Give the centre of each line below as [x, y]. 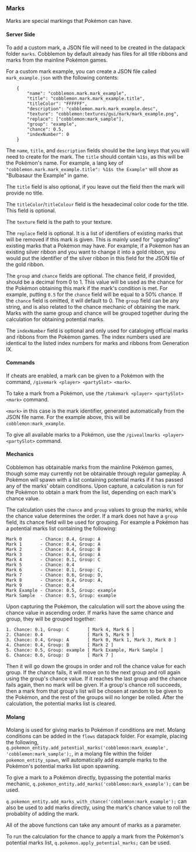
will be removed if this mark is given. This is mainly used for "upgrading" [94, 239]
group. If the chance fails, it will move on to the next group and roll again [93, 672]
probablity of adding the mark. [43, 814]
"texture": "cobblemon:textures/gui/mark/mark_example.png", [103, 114]
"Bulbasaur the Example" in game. [47, 175]
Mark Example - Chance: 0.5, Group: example [61, 590]
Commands [20, 363]
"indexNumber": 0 [48, 134]
